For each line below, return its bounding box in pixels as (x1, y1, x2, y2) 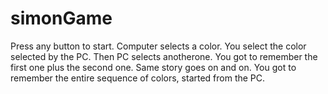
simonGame (10, 7, 113, 30)
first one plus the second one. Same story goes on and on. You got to (10, 61, 297, 73)
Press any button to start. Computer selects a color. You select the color (10, 40, 307, 52)
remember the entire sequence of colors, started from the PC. (10, 72, 266, 84)
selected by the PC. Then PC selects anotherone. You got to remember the (10, 50, 318, 62)
